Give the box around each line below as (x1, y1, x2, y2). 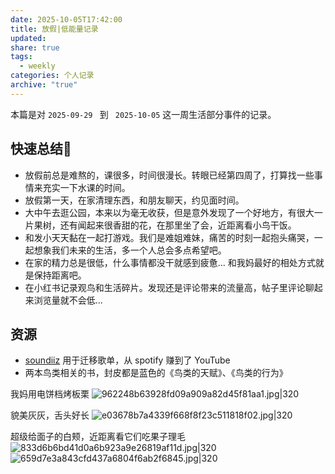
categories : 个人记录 (10, 71, 95, 81)
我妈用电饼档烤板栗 (10, 388, 90, 400)
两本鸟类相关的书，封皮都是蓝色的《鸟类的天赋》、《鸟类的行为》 (24, 367, 288, 379)
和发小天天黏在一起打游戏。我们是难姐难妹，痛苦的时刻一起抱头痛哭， (24, 231, 315, 243)
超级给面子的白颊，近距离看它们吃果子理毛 (10, 431, 186, 443)
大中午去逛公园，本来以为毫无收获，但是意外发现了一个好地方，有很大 (24, 206, 315, 218)
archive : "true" (10, 80, 78, 90)
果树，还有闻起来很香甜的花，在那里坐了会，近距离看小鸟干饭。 (33, 219, 297, 231)
